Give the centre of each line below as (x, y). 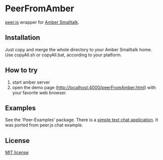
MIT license (17, 153)
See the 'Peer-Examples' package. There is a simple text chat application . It (81, 120)
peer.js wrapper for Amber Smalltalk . (42, 22)
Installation (23, 38)
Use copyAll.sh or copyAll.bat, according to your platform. (63, 55)
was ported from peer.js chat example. (44, 125)
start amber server (31, 82)
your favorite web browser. (40, 93)
